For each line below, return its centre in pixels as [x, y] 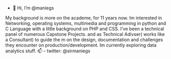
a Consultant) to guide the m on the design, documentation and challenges [84, 40]
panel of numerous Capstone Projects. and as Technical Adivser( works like [85, 34]
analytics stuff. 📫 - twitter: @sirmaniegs [48, 51]
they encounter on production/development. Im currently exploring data [81, 45]
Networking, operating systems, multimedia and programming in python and [86, 23]
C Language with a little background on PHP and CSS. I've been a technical [85, 29]
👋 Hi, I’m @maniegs [33, 8]
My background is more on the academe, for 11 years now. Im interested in [84, 18]
